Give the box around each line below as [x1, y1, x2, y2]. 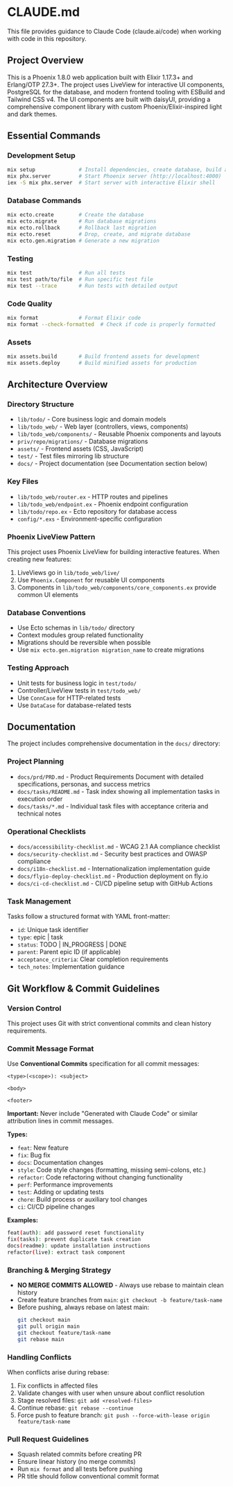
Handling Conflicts [7, 1352, 71, 1362]
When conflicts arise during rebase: [7, 1367, 110, 1376]
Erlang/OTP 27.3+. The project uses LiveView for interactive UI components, [7, 80, 225, 89]
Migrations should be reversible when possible [17, 639, 151, 647]
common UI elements [17, 591, 78, 599]
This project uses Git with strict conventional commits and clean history [7, 1019, 212, 1028]
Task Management [7, 896, 71, 906]
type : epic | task [17, 933, 64, 942]
